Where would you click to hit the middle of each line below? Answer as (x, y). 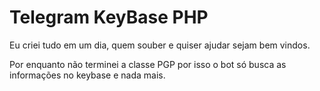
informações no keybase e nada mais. (87, 75)
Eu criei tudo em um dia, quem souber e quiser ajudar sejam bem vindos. (160, 45)
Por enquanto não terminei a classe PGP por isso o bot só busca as (148, 64)
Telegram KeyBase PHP (109, 17)
